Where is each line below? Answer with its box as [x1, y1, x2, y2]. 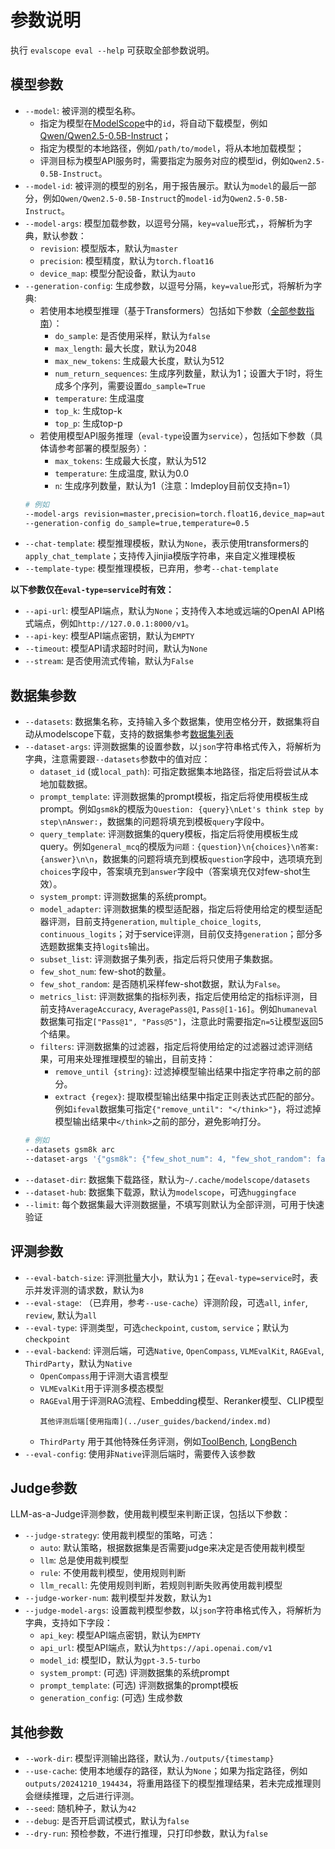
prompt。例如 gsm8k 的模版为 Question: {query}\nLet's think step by [39, 803, 324, 815]
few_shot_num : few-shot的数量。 [39, 966, 172, 978]
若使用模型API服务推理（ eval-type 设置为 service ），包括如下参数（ [39, 429, 315, 441]
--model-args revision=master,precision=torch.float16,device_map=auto [24, 509, 330, 519]
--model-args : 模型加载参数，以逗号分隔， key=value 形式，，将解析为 [24, 217, 305, 229]
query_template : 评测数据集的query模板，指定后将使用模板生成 [39, 828, 299, 840]
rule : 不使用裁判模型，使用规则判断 [39, 1567, 187, 1579]
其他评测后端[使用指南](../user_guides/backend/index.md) [39, 1416, 272, 1426]
